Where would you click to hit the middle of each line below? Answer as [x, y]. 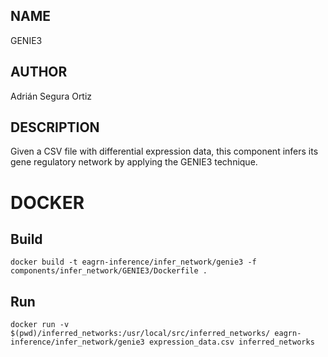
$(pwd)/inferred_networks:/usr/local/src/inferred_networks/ [140, 334]
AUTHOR [39, 72]
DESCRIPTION [55, 127]
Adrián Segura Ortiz [51, 96]
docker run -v [40, 325]
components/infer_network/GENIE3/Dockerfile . [109, 271]
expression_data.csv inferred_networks [231, 342]
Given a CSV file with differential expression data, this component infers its [164, 151]
